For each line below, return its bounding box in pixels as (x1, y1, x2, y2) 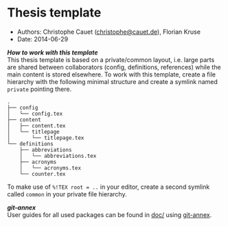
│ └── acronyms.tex (19, 164, 81, 172)
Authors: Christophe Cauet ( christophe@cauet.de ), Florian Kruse (16, 28, 201, 36)
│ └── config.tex (7, 110, 63, 117)
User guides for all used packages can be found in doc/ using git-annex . (7, 210, 212, 218)
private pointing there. (7, 85, 72, 93)
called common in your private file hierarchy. (7, 189, 127, 198)
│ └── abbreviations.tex (19, 152, 97, 159)
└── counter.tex (19, 170, 67, 177)
